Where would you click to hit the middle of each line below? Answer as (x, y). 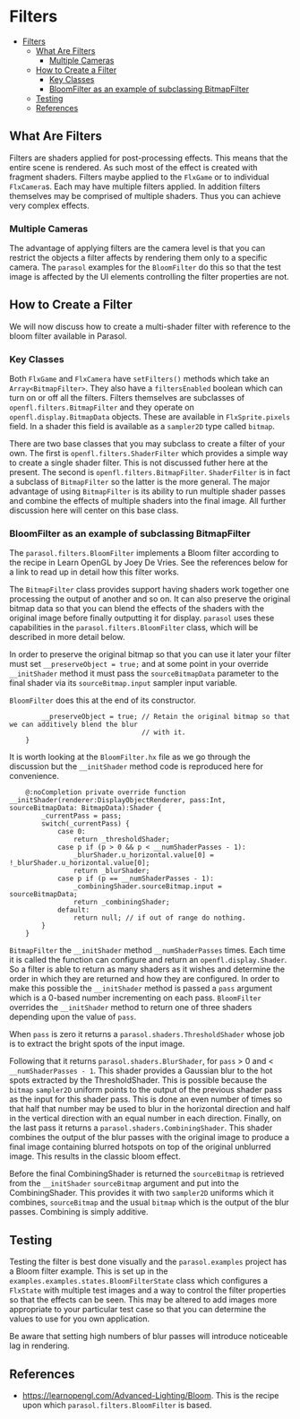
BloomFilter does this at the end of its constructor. (103, 700)
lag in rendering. (39, 1345)
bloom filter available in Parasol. (68, 336)
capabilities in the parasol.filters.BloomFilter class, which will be (134, 627)
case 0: (72, 832)
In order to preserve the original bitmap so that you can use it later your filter (150, 654)
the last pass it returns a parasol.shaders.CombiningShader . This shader (141, 1128)
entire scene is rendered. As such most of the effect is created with (133, 167)
